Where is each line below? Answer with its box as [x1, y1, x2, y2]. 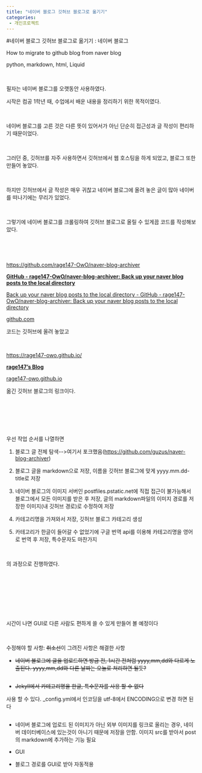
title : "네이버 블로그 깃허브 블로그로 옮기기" [6, 8, 108, 15]
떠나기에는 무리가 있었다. [12, 194, 71, 201]
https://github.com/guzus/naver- [104, 448, 186, 455]
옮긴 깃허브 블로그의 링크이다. [6, 387, 76, 395]
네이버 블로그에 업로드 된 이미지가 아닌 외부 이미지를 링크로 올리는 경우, [14, 721, 183, 728]
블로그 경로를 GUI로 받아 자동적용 [14, 760, 94, 768]
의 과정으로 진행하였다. [6, 560, 60, 568]
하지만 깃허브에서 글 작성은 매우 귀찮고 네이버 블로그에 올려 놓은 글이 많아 [6, 186, 178, 193]
